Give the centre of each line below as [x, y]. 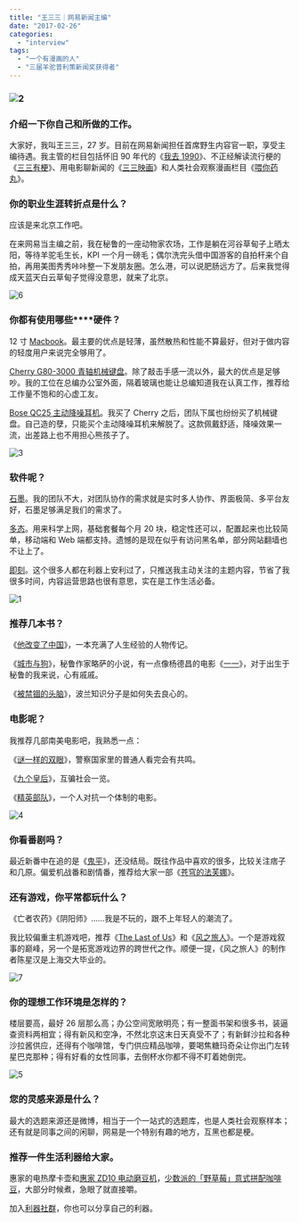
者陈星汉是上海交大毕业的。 [60, 960]
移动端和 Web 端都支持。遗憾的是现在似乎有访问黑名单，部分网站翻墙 [152, 540]
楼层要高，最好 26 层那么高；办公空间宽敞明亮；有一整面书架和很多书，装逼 [149, 1023]
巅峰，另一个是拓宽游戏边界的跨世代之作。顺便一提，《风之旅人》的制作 [155, 949]
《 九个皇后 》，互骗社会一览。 [62, 778]
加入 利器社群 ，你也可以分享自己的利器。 [83, 1209]
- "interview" [43, 42]
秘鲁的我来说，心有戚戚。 [56, 675]
